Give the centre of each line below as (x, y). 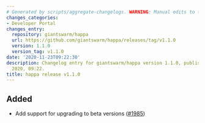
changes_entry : (26, 29)
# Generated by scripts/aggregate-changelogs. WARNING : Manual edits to (101, 12)
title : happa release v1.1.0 (43, 74)
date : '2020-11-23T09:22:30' (43, 57)
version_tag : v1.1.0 (38, 52)
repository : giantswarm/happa (50, 35)
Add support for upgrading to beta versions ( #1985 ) (80, 114)
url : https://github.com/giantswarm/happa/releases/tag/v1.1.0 (94, 40)
